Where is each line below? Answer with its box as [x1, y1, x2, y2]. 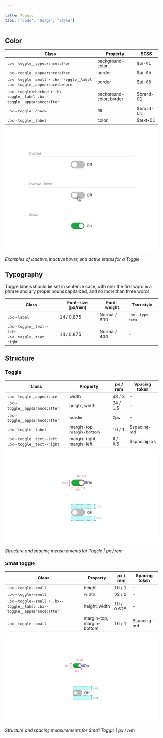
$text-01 [136, 117, 156, 123]
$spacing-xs [130, 438, 156, 444]
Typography [5, 271, 43, 279]
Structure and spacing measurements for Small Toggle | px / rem [5, 727, 135, 733]
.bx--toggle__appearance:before [7, 82, 73, 87]
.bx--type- [128, 312, 151, 317]
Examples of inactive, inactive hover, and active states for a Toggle [5, 257, 140, 262]
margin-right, [69, 436, 97, 442]
